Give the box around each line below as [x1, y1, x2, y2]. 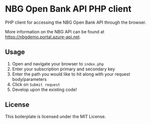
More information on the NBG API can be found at [5, 29, 104, 34]
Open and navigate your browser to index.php [12, 61, 104, 66]
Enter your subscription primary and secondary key [12, 66, 115, 72]
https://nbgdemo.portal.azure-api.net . [5, 34, 81, 40]
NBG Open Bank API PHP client [5, 3, 132, 15]
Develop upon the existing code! [12, 86, 77, 93]
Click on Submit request [12, 81, 61, 87]
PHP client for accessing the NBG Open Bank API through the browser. [5, 19, 147, 25]
